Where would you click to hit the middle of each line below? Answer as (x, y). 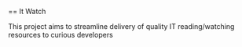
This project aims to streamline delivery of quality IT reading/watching (121, 26)
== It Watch (27, 11)
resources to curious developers (61, 35)
